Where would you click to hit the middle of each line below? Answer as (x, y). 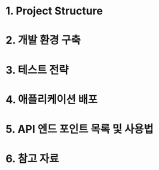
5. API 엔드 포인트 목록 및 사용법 (79, 129)
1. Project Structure (54, 11)
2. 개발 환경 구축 (43, 40)
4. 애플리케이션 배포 (52, 99)
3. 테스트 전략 (37, 70)
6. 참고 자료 (32, 159)
